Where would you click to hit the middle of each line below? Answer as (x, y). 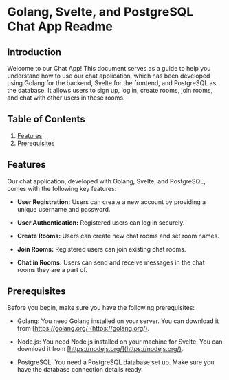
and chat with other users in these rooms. (66, 98)
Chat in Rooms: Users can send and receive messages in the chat (111, 262)
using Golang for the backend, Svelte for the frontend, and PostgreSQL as (112, 83)
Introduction (34, 52)
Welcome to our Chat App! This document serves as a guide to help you (109, 68)
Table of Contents (46, 119)
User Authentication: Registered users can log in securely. (101, 222)
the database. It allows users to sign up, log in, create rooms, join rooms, (110, 90)
